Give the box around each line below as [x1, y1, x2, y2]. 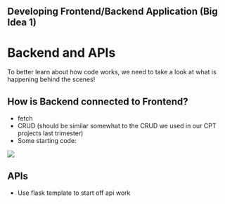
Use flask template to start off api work [17, 189, 131, 197]
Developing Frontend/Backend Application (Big [7, 6, 218, 18]
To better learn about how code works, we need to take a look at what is [7, 68, 217, 76]
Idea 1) [7, 17, 37, 29]
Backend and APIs [7, 45, 116, 60]
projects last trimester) [17, 129, 84, 137]
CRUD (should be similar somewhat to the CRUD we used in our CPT [17, 122, 217, 130]
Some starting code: [17, 137, 77, 145]
